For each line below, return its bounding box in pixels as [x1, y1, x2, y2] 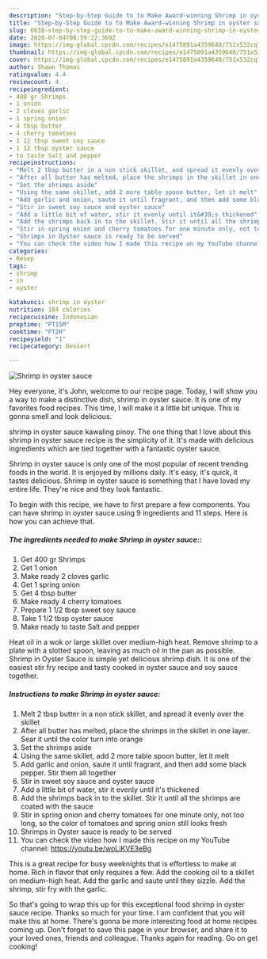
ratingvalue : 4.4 [9, 70, 67, 78]
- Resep [9, 254, 35, 262]
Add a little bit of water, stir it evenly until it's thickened [20, 785, 200, 794]
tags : [9, 262, 27, 270]
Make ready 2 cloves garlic [20, 572, 109, 581]
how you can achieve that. [9, 516, 95, 527]
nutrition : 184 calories [9, 306, 91, 314]
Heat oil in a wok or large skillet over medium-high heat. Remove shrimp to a [9, 637, 258, 647]
